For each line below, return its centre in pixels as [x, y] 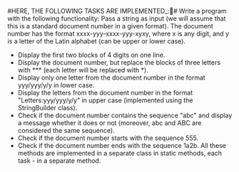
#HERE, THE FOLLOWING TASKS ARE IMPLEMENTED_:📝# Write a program [117, 11]
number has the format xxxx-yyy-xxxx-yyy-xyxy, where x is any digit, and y [118, 33]
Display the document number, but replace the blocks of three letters [119, 63]
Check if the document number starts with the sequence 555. [108, 138]
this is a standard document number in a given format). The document [111, 26]
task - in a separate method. [59, 161]
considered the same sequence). [66, 130]
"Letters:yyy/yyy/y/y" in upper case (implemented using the [105, 100]
